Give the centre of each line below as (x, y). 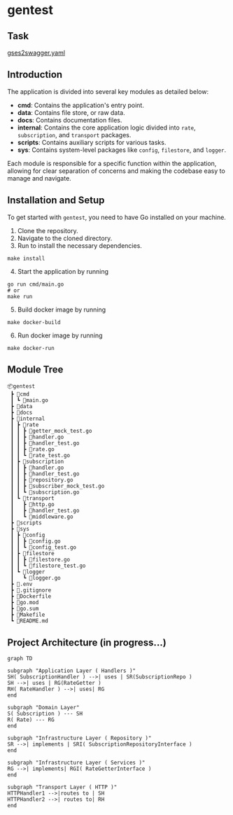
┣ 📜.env (21, 584)
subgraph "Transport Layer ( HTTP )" (62, 787)
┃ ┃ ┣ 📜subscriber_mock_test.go (57, 486)
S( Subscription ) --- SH (45, 714)
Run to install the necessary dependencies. (79, 245)
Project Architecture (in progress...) (87, 642)
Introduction (35, 75)
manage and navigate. (39, 178)
